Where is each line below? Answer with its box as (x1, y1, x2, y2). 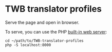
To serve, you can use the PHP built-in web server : (5, 29, 107, 35)
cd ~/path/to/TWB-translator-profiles (5, 38, 84, 43)
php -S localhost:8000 (5, 42, 51, 47)
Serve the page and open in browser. (5, 19, 79, 25)
